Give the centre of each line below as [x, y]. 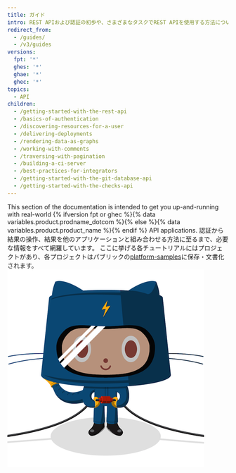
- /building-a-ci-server [50, 164]
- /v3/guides [33, 45]
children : [22, 104]
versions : [22, 52]
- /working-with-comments [52, 149]
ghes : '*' [28, 67]
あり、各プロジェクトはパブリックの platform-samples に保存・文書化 [125, 257]
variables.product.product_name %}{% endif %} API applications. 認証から [116, 230]
